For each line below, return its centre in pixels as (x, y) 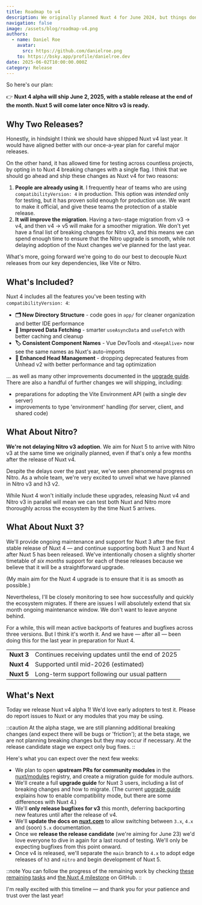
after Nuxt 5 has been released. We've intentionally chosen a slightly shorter (101, 554)
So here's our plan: (30, 85)
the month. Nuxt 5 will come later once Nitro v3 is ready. (78, 105)
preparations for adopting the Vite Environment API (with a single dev (101, 394)
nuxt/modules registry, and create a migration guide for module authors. (104, 776)
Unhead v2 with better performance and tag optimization (85, 364)
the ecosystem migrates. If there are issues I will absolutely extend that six (99, 603)
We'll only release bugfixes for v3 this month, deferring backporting (100, 808)
